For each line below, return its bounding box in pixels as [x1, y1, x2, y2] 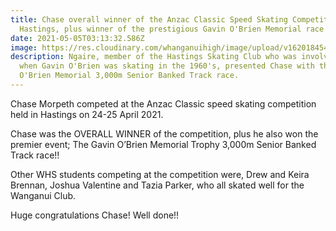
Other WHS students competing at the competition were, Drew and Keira [10, 168, 310, 180]
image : [10, 42, 38, 53]
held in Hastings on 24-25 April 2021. [10, 108, 164, 120]
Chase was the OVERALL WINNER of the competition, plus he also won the [10, 127, 319, 140]
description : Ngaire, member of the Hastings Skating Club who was [10, 52, 298, 62]
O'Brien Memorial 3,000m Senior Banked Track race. [19, 71, 240, 81]
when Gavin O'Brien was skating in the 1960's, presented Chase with [19, 61, 315, 71]
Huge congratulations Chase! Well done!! [10, 209, 180, 221]
